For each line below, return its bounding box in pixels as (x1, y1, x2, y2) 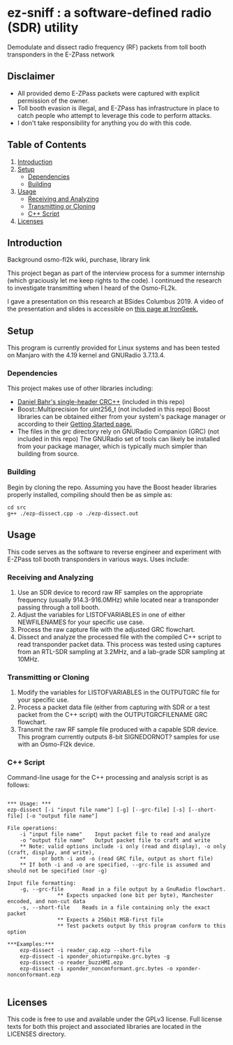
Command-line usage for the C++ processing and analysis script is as (7, 773, 209, 782)
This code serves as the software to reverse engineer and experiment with (7, 547, 222, 556)
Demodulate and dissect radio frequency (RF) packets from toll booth (7, 43, 207, 51)
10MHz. (17, 655, 40, 663)
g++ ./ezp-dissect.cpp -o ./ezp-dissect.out (7, 510, 139, 517)
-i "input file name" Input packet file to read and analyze (20, 831, 211, 838)
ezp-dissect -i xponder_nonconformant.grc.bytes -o (20, 965, 173, 972)
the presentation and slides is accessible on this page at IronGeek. (7, 305, 199, 313)
